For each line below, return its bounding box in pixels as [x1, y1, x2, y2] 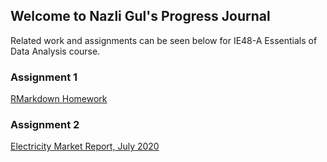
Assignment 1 [10, 70, 78, 84]
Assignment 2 [10, 118, 80, 132]
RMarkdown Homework [10, 93, 108, 105]
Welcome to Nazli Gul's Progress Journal [10, 8, 271, 25]
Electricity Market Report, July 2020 [10, 140, 160, 153]
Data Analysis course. [10, 45, 101, 57]
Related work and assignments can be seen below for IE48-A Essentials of [10, 34, 318, 46]
